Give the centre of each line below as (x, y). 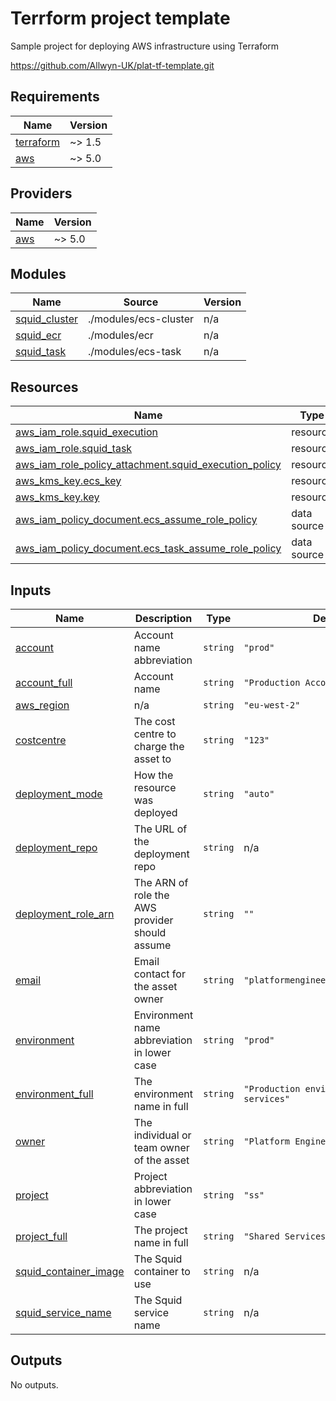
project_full (41, 1236)
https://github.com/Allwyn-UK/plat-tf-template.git (112, 65)
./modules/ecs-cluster (141, 319)
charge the (159, 746)
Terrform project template (120, 18)
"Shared (261, 1236)
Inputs (31, 590)
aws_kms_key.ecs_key (68, 481)
